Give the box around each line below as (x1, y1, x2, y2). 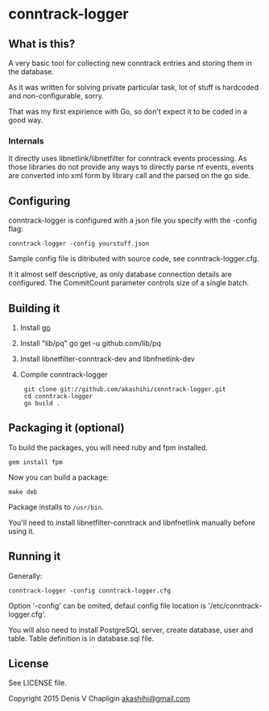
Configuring (8, 194, 71, 208)
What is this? (8, 37, 76, 51)
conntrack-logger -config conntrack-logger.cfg (8, 586, 172, 595)
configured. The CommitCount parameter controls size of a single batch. (8, 278, 250, 288)
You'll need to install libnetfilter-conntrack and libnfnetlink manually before (8, 518, 255, 527)
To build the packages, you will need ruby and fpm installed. (8, 443, 208, 452)
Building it (8, 301, 60, 315)
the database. (8, 67, 55, 77)
